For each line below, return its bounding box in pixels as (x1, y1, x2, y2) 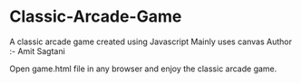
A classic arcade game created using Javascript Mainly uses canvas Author (9, 36, 293, 47)
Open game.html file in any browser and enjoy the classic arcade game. (9, 63, 277, 74)
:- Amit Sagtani (9, 45, 65, 56)
